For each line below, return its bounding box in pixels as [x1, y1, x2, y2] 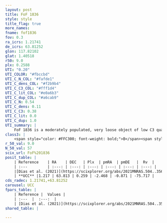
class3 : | [5, 132, 26, 137]
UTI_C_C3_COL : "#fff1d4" [5, 85, 57, 91]
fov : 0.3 [5, 35, 23, 40]
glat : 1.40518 [5, 53, 35, 59]
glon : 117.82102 [5, 49, 39, 54]
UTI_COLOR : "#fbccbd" [5, 72, 50, 77]
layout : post [5, 7, 32, 12]
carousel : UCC [5, 183, 35, 188]
